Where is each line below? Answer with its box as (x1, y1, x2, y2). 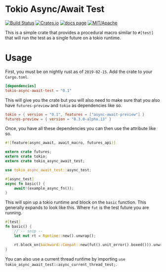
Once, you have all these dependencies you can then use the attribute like (5, 126, 156, 132)
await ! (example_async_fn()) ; (14, 186, 74, 191)
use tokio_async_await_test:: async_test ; (5, 167, 92, 172)
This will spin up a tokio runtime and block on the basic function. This (5, 200, 147, 205)
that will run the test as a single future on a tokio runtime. (5, 35, 121, 41)
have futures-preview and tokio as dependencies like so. (5, 102, 123, 108)
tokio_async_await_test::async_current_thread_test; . (5, 261, 117, 267)
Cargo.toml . (5, 73, 29, 80)
